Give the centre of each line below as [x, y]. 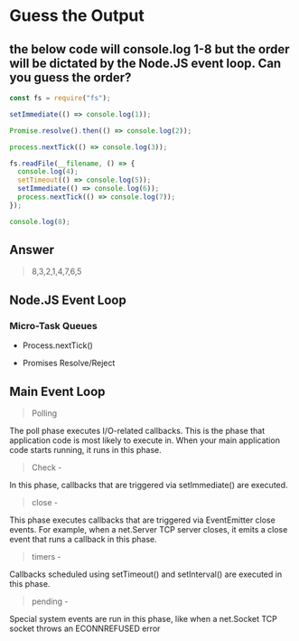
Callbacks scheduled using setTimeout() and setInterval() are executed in [146, 574]
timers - [46, 556]
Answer [32, 250]
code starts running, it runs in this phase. [86, 449]
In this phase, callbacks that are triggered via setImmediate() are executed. [149, 485]
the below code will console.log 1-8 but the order [149, 49]
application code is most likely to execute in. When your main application [145, 440]
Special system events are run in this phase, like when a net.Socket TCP [144, 618]
